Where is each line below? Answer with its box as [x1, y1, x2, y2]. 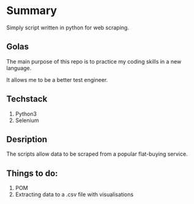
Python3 [15, 110, 37, 117]
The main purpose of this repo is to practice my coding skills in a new [6, 57, 182, 65]
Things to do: [6, 168, 58, 178]
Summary [6, 4, 57, 18]
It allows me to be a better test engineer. [6, 76, 108, 83]
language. [6, 64, 32, 71]
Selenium [15, 117, 39, 124]
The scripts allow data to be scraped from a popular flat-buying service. [6, 150, 188, 158]
